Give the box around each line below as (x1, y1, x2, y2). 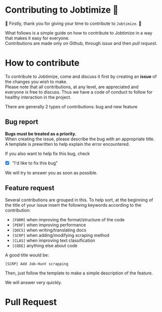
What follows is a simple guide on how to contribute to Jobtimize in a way (5, 30, 152, 36)
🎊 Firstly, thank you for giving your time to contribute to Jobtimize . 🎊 (5, 20, 142, 26)
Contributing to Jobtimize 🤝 (5, 4, 119, 16)
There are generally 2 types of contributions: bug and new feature (5, 103, 138, 109)
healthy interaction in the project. (5, 94, 72, 100)
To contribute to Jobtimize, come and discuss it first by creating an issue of (5, 73, 157, 79)
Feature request (5, 184, 54, 192)
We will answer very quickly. (5, 279, 62, 285)
